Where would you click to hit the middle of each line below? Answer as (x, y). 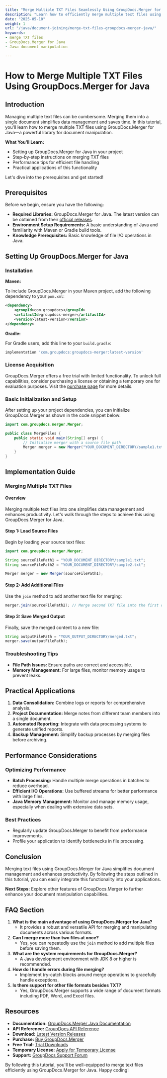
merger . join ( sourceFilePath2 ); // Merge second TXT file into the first (82, 605)
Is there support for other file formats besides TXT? (67, 986)
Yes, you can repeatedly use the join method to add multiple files (87, 943)
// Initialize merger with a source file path (72, 443)
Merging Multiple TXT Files (39, 486)
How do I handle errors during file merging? (58, 970)
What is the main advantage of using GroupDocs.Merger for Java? (82, 922)
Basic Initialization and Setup (41, 399)
